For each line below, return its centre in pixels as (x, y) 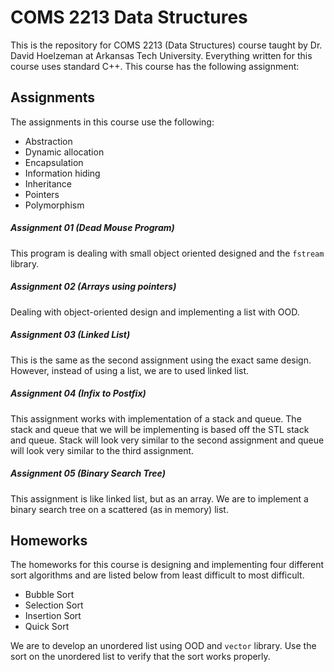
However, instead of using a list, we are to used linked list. (130, 370)
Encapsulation (54, 162)
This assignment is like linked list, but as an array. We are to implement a (159, 498)
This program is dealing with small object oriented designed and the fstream (167, 253)
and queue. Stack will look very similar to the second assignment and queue (167, 440)
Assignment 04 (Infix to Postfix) (78, 393)
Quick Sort (47, 627)
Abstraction (48, 141)
